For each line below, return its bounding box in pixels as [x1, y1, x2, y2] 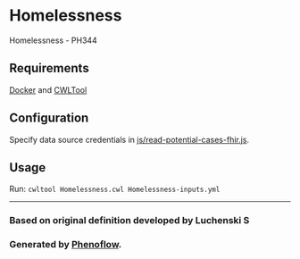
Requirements [9, 61, 89, 76]
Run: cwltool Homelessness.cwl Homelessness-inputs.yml [9, 184, 221, 195]
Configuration [9, 111, 89, 126]
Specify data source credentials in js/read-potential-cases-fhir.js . [9, 134, 250, 145]
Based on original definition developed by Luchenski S [9, 214, 250, 227]
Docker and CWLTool [9, 84, 87, 95]
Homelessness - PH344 [9, 35, 98, 46]
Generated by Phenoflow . [9, 238, 122, 251]
